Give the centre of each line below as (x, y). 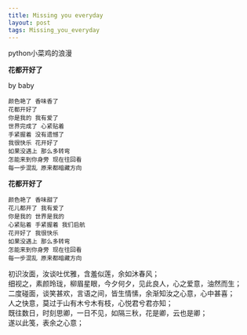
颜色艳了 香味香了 (33, 102)
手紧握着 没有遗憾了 (36, 135)
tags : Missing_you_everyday (54, 30)
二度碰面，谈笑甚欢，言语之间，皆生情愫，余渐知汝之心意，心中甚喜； (122, 293)
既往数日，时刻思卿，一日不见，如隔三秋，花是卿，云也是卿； (108, 313)
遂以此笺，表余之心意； (46, 323)
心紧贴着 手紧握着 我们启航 (47, 225)
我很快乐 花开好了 (33, 143)
